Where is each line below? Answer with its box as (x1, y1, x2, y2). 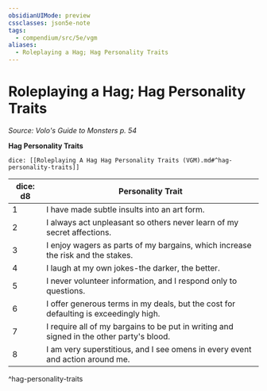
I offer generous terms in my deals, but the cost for (46, 298, 236, 309)
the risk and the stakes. (46, 249, 133, 260)
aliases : (8, 41, 37, 49)
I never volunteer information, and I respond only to (46, 275, 237, 286)
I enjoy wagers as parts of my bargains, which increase (46, 240, 252, 251)
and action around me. (46, 354, 130, 365)
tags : (8, 26, 26, 34)
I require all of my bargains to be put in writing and (46, 320, 234, 332)
